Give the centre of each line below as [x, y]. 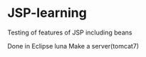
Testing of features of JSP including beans [70, 32]
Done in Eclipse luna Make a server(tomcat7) [73, 46]
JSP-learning [47, 13]
